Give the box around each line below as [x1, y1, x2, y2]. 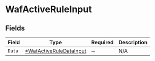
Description [118, 39, 148, 46]
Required [91, 39, 114, 46]
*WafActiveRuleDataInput [24, 47, 86, 54]
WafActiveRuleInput [5, 4, 92, 15]
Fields [5, 24, 25, 33]
